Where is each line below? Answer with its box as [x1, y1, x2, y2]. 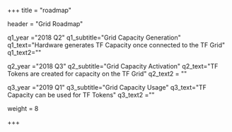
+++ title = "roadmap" [7, 6, 72, 14]
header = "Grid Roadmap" [7, 20, 83, 28]
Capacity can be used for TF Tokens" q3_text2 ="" [7, 91, 155, 99]
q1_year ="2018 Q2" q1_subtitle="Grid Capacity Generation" [7, 33, 182, 42]
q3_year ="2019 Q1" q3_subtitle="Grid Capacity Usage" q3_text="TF [7, 83, 207, 91]
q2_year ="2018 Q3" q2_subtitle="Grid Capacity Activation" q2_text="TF [7, 62, 219, 70]
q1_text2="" [7, 49, 42, 56]
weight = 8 [7, 104, 39, 112]
